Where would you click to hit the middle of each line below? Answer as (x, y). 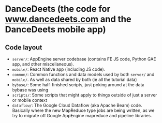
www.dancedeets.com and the (68, 19)
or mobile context (29, 100)
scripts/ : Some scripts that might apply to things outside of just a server (84, 95)
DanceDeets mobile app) (56, 30)
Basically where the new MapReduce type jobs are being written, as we (83, 110)
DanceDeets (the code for (58, 9)
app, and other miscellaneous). (43, 64)
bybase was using (30, 90)
